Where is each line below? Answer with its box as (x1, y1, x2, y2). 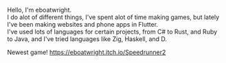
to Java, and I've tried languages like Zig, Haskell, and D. (7, 35, 167, 43)
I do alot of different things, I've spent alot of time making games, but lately (7, 13, 220, 21)
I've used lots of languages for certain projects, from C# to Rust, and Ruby (7, 27, 218, 36)
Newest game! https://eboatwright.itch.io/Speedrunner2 (7, 48, 166, 56)
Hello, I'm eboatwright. (7, 6, 72, 14)
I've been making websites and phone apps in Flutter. (7, 21, 159, 28)
